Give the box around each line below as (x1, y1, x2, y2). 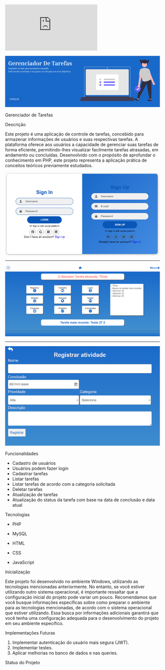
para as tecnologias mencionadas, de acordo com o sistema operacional (5, 605, 152, 611)
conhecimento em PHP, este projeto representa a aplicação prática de (5, 157, 147, 163)
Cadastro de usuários (12, 460, 56, 466)
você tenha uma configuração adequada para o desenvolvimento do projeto (5, 615, 159, 621)
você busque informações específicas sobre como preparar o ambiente (5, 599, 150, 605)
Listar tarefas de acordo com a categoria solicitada (12, 481, 115, 487)
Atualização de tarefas (12, 492, 58, 497)
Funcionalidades (5, 451, 38, 457)
